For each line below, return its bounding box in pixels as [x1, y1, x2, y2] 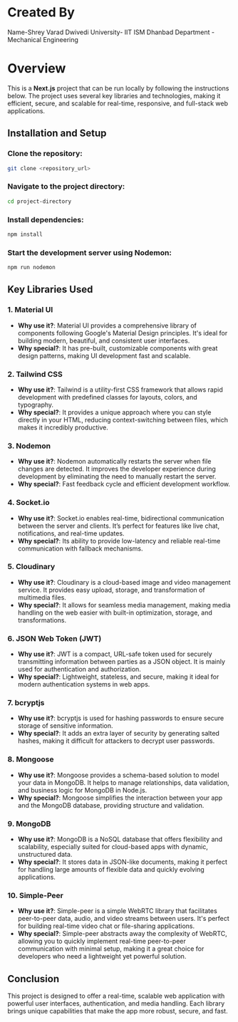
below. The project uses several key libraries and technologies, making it [7, 91, 221, 100]
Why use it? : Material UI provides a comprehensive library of [17, 321, 197, 330]
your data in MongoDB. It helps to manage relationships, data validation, [17, 778, 229, 787]
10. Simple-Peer [7, 890, 64, 900]
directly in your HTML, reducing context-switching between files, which [17, 415, 228, 424]
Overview [7, 61, 66, 77]
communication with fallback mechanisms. [17, 544, 143, 553]
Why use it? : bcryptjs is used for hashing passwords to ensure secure [17, 714, 224, 723]
